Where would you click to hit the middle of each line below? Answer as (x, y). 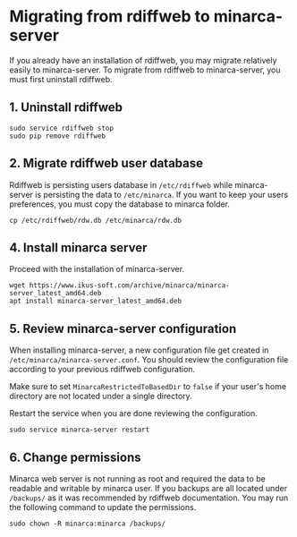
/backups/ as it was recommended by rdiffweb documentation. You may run (149, 498)
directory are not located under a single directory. (101, 396)
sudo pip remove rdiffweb (57, 136)
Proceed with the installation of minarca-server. (97, 269)
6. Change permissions (75, 457)
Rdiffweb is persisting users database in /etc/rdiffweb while (121, 184)
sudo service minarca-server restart (80, 430)
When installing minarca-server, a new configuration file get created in (139, 350)
